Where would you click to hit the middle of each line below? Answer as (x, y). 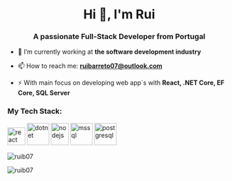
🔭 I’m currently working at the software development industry (109, 52)
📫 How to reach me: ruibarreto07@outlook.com (90, 66)
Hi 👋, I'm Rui (119, 14)
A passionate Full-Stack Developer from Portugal (119, 37)
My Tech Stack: (35, 111)
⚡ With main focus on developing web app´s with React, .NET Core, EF (121, 83)
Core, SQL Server (44, 93)
